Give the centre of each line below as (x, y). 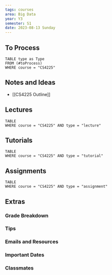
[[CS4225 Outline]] (31, 94)
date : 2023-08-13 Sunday (30, 28)
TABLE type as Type (25, 59)
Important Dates (25, 255)
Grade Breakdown (27, 215)
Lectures (19, 110)
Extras (15, 201)
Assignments (26, 171)
